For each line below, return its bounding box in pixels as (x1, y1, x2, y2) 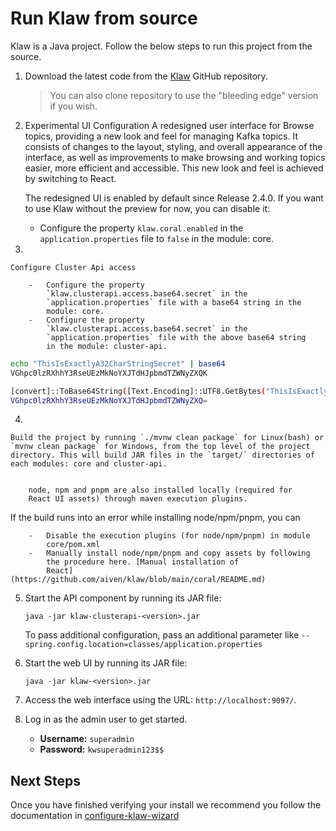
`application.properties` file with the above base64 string (46, 332, 307, 342)
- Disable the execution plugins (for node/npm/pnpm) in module (28, 531, 311, 541)
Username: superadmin (39, 733, 135, 745)
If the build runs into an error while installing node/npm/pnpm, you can (10, 512, 301, 524)
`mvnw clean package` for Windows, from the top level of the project (10, 442, 311, 452)
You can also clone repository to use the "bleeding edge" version (49, 89, 319, 101)
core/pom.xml (46, 540, 101, 550)
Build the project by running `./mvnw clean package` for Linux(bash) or (10, 433, 325, 443)
